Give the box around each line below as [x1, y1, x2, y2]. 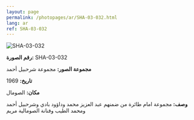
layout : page [6, 8, 39, 15]
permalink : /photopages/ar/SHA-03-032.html [6, 14, 118, 21]
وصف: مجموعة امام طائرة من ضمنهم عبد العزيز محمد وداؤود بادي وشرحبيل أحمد [6, 101, 188, 108]
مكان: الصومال [6, 89, 40, 96]
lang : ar [6, 20, 28, 26]
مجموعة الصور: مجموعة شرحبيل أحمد [6, 66, 92, 73]
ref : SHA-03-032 [6, 25, 47, 32]
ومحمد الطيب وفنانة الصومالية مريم [6, 107, 86, 115]
